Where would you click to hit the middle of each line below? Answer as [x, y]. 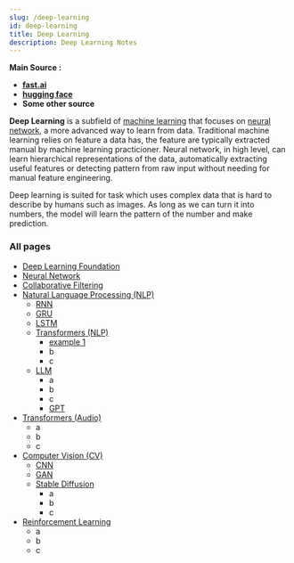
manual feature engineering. [61, 178]
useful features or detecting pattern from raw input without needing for [139, 168]
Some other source [58, 104]
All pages [30, 247]
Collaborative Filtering [63, 285]
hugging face [47, 94]
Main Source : [36, 68]
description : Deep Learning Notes [73, 42]
